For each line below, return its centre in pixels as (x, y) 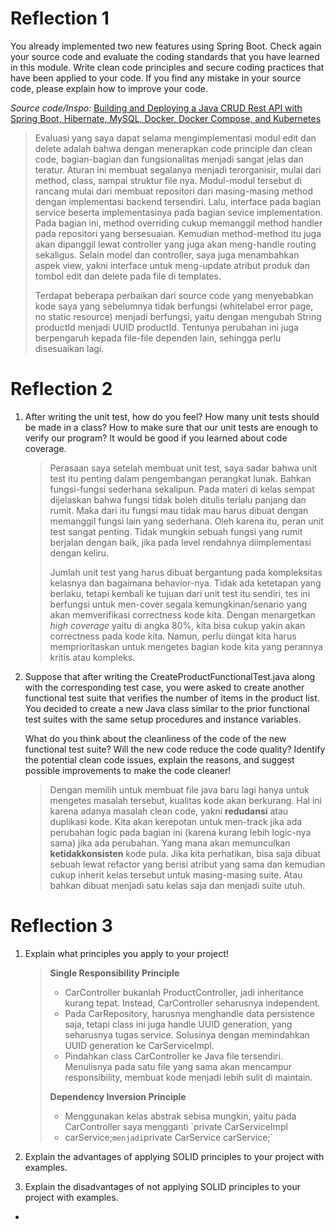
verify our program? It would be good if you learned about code (156, 438)
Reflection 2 (61, 389)
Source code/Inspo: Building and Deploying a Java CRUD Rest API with (156, 108)
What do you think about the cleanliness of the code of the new (155, 738)
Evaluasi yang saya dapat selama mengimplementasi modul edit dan (175, 138)
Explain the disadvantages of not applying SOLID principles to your (163, 1186)
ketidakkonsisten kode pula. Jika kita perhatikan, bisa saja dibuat (185, 853)
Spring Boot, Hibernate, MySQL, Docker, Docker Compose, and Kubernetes (166, 118)
